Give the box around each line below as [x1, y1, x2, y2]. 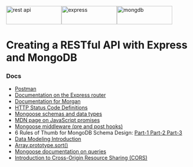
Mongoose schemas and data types [14, 110, 102, 117]
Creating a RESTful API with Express [6, 38, 188, 52]
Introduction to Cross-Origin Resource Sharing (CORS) [14, 154, 148, 162]
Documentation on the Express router [14, 91, 106, 99]
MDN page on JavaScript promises [14, 117, 100, 124]
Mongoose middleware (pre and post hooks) [14, 123, 123, 130]
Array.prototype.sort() [14, 142, 68, 149]
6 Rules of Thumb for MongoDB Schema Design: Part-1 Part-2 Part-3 [14, 129, 182, 136]
